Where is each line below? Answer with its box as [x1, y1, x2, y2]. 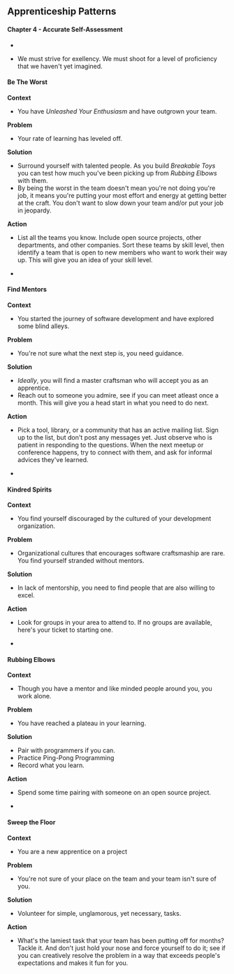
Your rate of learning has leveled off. [17, 134, 122, 142]
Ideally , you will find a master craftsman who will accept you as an [17, 377, 209, 384]
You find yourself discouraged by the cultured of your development [17, 515, 212, 523]
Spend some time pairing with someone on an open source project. [17, 788, 212, 797]
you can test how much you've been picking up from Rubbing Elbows [17, 168, 218, 177]
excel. [17, 591, 35, 600]
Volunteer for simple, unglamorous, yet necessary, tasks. [17, 909, 182, 917]
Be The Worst [7, 78, 47, 86]
